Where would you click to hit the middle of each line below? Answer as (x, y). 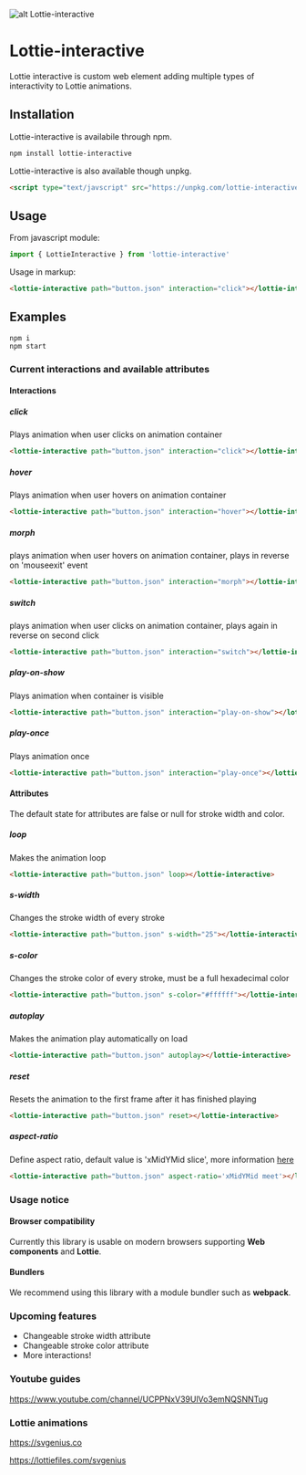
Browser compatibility (52, 1221)
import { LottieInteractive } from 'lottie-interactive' (120, 255)
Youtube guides (45, 1379)
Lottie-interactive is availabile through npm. (91, 136)
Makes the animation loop (58, 857)
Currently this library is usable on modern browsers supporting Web (138, 1241)
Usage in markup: (43, 272)
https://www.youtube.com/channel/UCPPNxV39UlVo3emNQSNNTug (139, 1399)
